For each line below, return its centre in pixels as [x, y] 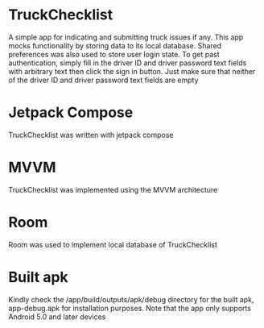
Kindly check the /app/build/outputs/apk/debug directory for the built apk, [131, 299]
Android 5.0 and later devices [57, 317]
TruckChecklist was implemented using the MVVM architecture [113, 189]
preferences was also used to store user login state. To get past [114, 54]
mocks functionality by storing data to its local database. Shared [115, 45]
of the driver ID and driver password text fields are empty [103, 80]
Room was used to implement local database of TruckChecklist [113, 244]
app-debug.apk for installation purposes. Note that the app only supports [130, 308]
